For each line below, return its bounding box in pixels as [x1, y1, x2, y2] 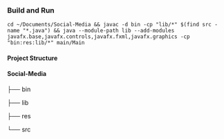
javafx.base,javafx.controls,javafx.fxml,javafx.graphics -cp [7, 33, 190, 40]
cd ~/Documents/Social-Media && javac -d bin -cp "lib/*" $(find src [7, 21, 212, 28]
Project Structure [7, 54, 58, 62]
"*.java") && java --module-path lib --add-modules [22, 27, 175, 35]
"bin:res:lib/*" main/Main [7, 39, 85, 46]
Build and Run [7, 6, 55, 15]
